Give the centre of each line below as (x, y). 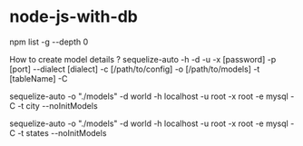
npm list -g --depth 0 (49, 42)
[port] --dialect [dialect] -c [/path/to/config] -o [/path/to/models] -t (135, 69)
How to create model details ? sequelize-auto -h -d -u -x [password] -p (143, 59)
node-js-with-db (73, 17)
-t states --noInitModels (62, 132)
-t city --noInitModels (58, 105)
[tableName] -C (39, 78)
